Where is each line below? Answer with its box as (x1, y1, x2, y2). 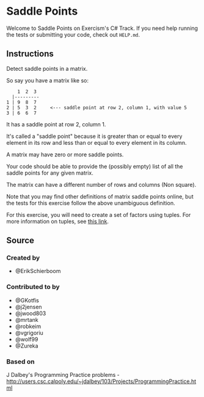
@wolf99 (15, 335, 38, 343)
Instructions (6, 49, 54, 59)
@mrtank (15, 316, 38, 323)
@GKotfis (15, 296, 40, 304)
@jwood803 (15, 310, 46, 317)
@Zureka (15, 342, 38, 349)
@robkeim (15, 322, 42, 330)
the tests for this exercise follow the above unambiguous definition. (6, 199, 175, 206)
